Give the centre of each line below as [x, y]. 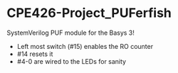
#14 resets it [35, 54]
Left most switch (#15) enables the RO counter [85, 46]
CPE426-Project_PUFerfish [89, 13]
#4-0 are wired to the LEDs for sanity [71, 61]
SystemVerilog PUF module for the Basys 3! [70, 33]
